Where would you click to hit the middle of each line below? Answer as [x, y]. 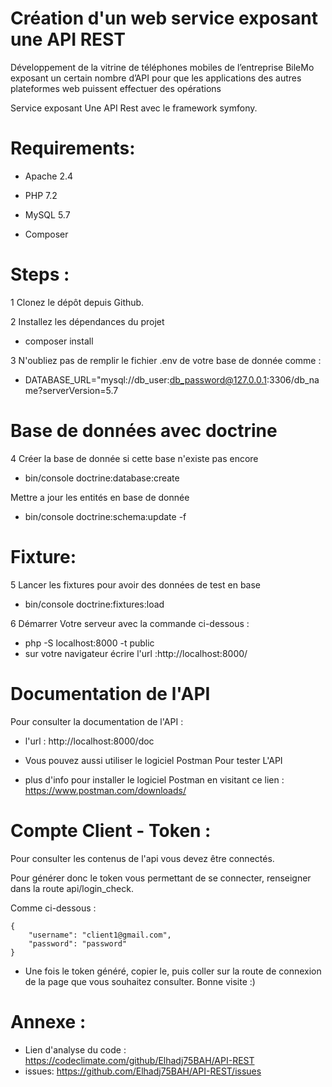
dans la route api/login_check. [72, 888]
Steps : [40, 274]
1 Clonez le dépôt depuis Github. [77, 302]
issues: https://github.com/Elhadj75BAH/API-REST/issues [143, 1071]
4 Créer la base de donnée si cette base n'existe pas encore [134, 458]
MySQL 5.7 [47, 214]
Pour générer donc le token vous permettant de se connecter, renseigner [161, 878]
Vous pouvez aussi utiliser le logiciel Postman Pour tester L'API [153, 760]
